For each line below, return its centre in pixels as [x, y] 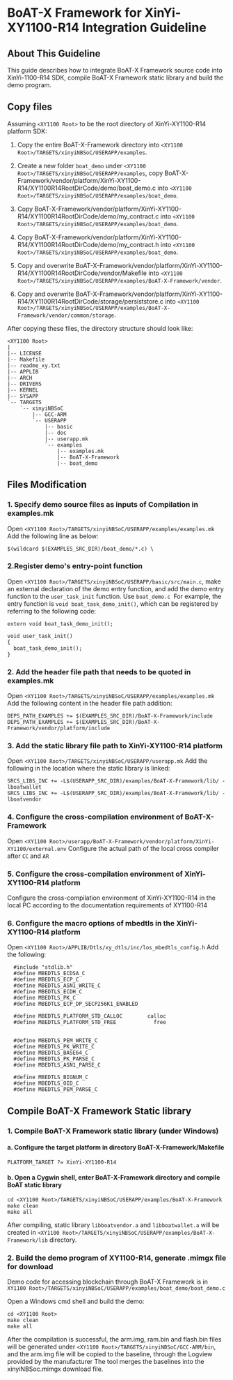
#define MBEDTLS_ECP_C [46, 980]
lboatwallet [24, 787]
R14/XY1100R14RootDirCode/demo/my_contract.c [88, 216]
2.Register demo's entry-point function [75, 566]
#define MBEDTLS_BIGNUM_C [51, 1077]
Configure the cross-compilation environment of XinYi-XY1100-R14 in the [111, 898]
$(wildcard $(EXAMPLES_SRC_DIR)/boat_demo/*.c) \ [81, 549]
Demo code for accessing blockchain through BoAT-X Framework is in [108, 1282]
